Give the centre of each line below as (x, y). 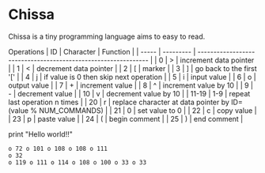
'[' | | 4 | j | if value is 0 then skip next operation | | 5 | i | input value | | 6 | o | (132, 77)
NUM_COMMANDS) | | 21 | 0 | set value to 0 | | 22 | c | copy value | (148, 110)
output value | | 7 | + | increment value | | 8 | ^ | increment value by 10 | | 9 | (131, 85)
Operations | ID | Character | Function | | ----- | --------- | (102, 51)
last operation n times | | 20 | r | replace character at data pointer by (119, 102)
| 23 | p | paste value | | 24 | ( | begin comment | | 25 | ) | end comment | (126, 118)
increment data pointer (217, 60)
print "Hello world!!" (40, 134)
